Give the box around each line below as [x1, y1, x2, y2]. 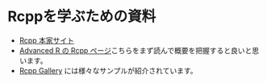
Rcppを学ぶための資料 [7, 7, 156, 26]
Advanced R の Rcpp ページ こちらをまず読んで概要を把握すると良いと [19, 45, 252, 55]
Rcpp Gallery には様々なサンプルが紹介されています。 [19, 65, 198, 75]
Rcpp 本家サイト [19, 35, 74, 45]
